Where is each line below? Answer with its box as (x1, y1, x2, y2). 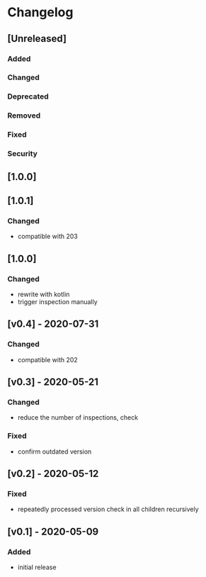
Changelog (7, 4, 74, 21)
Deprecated (7, 91, 50, 101)
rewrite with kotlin (17, 290, 70, 298)
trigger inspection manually (17, 297, 98, 306)
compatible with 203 (17, 232, 78, 241)
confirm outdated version (17, 447, 92, 456)
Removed (7, 111, 41, 121)
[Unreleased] (7, 33, 67, 45)
